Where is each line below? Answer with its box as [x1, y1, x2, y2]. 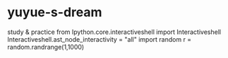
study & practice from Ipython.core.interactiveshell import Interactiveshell [7, 28, 221, 36]
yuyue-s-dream [7, 4, 102, 21]
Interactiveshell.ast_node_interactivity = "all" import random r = [7, 35, 192, 43]
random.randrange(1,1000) [7, 42, 85, 51]
